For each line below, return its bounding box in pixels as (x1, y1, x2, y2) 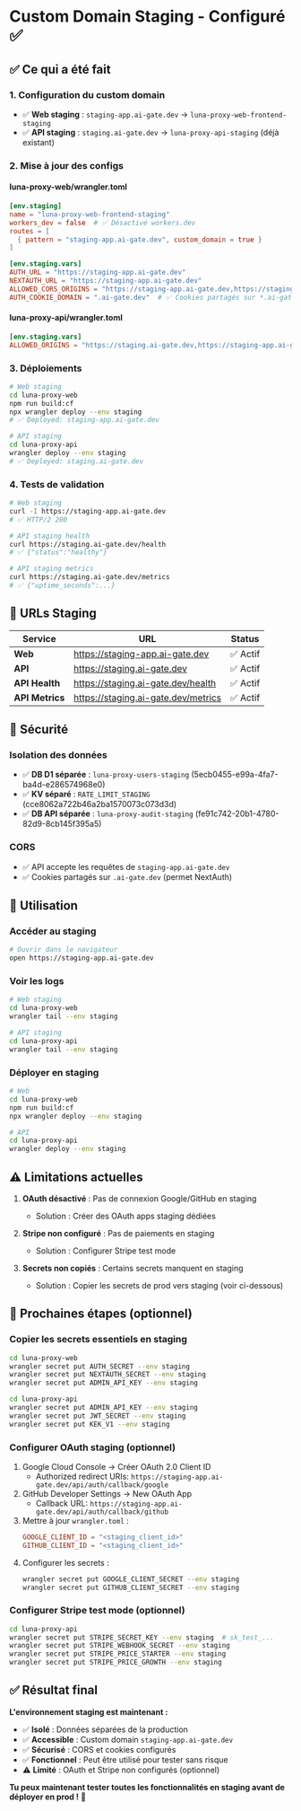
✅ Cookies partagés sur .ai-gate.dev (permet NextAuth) (21, 871, 233, 882)
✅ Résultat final (9, 1683, 99, 1698)
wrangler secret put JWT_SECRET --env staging (9, 1411, 186, 1420)
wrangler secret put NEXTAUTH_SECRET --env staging (9, 1370, 206, 1379)
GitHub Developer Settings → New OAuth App (21, 1488, 193, 1499)
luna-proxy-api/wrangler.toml (9, 312, 124, 323)
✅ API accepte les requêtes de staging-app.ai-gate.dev (21, 861, 230, 872)
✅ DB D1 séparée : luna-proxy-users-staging (21, 769, 190, 780)
